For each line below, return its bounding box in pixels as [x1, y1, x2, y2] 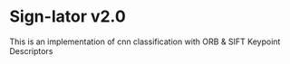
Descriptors [9, 45, 53, 56]
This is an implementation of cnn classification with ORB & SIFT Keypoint [9, 36, 281, 47]
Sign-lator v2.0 [9, 6, 127, 27]
